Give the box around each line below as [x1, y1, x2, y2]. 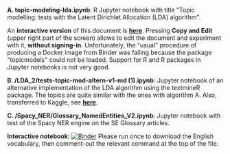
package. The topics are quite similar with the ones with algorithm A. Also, [7, 91, 218, 99]
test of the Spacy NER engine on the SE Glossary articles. [7, 119, 170, 126]
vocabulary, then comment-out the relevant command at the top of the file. [7, 140, 219, 147]
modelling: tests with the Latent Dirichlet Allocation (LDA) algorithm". [7, 13, 201, 21]
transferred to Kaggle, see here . [7, 98, 98, 106]
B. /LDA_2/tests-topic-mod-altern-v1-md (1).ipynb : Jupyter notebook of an [7, 76, 224, 85]
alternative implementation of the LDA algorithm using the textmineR [7, 84, 200, 91]
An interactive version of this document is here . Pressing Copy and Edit [7, 27, 213, 34]
